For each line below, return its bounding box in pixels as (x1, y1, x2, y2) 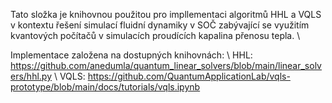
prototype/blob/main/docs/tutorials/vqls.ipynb (10, 81, 201, 93)
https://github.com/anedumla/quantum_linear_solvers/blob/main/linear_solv (10, 60, 322, 71)
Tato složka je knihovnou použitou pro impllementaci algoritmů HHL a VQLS (10, 9, 322, 20)
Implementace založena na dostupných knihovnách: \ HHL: (10, 49, 253, 61)
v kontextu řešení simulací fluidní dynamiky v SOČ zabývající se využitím (10, 19, 310, 31)
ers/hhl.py (10, 70, 53, 82)
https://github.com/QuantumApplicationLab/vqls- (87, 70, 291, 82)
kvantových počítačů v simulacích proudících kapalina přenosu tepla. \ (10, 30, 301, 41)
